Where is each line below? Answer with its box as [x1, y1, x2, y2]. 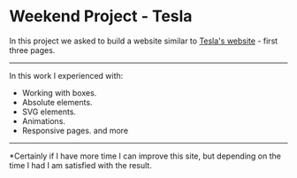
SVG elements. [21, 106, 77, 117]
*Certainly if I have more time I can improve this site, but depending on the [9, 151, 281, 161]
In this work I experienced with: [9, 70, 124, 81]
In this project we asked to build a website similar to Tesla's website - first [9, 35, 278, 46]
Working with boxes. [21, 87, 97, 98]
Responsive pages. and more [21, 125, 129, 135]
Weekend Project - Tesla [9, 6, 193, 27]
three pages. [9, 44, 56, 55]
